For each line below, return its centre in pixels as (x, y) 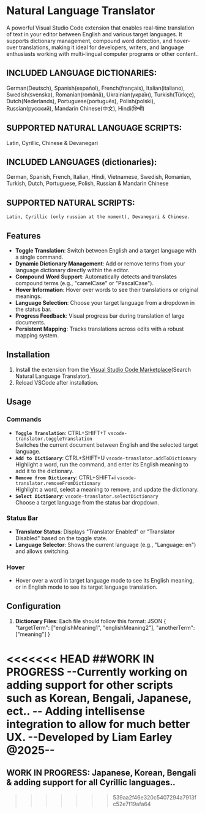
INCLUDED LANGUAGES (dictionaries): (82, 162)
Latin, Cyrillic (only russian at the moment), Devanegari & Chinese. (98, 217)
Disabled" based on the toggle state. (61, 538)
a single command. (39, 257)
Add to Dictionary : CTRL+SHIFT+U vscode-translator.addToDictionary (106, 458)
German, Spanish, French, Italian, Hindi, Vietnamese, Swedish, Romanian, (99, 177)
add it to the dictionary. (44, 471)
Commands (24, 420)
